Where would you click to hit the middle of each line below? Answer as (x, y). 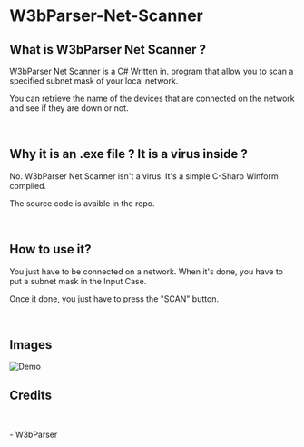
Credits (31, 395)
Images (31, 345)
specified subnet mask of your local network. (94, 81)
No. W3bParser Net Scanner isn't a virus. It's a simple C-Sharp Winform (144, 176)
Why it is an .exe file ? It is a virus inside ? (128, 154)
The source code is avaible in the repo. (82, 203)
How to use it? (50, 249)
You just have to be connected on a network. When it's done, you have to (147, 271)
